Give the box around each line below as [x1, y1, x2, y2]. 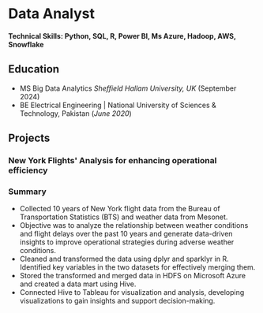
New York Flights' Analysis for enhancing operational [8, 155, 217, 166]
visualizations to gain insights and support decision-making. [19, 296, 216, 306]
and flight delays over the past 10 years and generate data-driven [19, 229, 233, 239]
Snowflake [8, 39, 44, 49]
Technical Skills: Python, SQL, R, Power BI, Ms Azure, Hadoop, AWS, [8, 31, 237, 40]
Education [8, 62, 60, 76]
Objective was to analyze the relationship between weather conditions [19, 221, 249, 230]
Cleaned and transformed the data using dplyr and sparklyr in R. [19, 254, 229, 264]
